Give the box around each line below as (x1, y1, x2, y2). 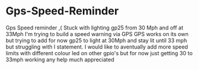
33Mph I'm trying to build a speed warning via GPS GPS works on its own (5, 30, 189, 37)
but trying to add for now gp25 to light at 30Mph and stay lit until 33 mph (5, 37, 188, 44)
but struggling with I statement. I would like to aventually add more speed (5, 43, 188, 50)
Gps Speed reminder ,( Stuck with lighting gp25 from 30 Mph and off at (5, 24, 184, 31)
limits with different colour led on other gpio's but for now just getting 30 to (5, 49, 193, 56)
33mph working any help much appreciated (5, 56, 114, 63)
